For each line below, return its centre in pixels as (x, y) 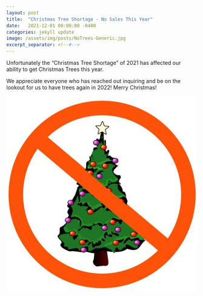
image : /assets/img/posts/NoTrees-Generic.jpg (66, 39)
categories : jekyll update (40, 32)
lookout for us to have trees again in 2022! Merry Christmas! (82, 87)
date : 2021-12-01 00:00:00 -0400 (51, 25)
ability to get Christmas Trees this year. (55, 69)
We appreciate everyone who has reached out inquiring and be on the (93, 81)
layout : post (23, 13)
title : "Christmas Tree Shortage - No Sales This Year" (80, 19)
